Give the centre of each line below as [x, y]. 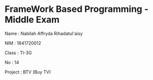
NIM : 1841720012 [23, 43]
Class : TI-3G [18, 53]
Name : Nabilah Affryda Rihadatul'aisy [44, 33]
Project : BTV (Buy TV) [28, 72]
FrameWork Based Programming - [76, 9]
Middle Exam [32, 20]
